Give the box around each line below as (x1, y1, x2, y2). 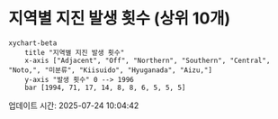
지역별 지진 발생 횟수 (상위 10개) (8, 8, 231, 29)
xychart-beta (8, 38, 58, 48)
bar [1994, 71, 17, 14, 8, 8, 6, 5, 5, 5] (24, 83, 186, 92)
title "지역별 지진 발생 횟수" (24, 48, 125, 57)
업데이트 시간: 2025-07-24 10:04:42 (8, 100, 139, 111)
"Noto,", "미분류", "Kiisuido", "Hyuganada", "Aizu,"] (8, 65, 213, 75)
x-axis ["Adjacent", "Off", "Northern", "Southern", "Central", (24, 56, 271, 65)
